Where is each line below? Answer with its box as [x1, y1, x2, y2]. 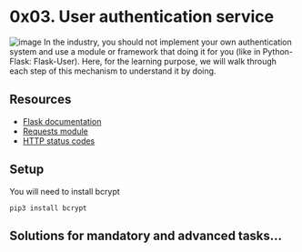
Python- [262, 45, 294, 56]
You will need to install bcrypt [9, 186, 120, 197]
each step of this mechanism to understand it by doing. [9, 66, 216, 76]
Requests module [22, 126, 88, 136]
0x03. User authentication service [9, 6, 275, 27]
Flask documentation [22, 116, 102, 126]
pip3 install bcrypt [9, 203, 88, 213]
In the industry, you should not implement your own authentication [44, 36, 293, 47]
